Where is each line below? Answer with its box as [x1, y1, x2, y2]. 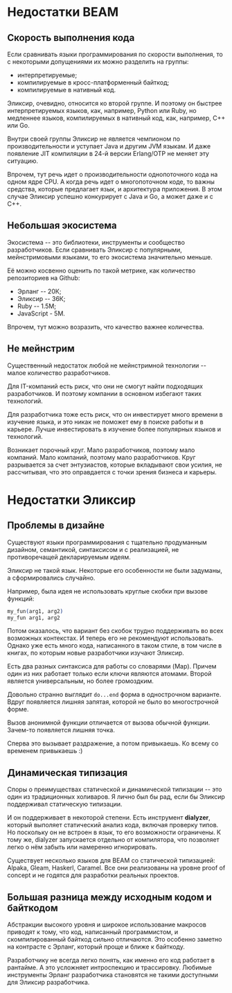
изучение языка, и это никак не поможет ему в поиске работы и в [7, 417, 204, 426]
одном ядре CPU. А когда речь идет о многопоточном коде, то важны [7, 178, 215, 186]
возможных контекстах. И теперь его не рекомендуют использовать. [7, 634, 214, 642]
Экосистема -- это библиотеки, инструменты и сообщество [7, 238, 186, 246]
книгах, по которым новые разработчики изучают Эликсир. [7, 649, 185, 657]
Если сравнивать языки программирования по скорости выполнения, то [7, 50, 223, 58]
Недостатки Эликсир [7, 492, 136, 508]
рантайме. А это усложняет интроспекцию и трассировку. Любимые [7, 963, 213, 972]
